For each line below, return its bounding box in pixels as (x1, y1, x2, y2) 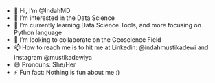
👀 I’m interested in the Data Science (13, 14, 115, 22)
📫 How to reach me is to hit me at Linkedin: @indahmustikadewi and (13, 43, 209, 51)
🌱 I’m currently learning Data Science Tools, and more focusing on (13, 21, 201, 29)
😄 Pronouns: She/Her (13, 60, 76, 69)
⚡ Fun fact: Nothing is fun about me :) (13, 69, 120, 76)
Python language (13, 28, 63, 36)
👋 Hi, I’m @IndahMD (13, 7, 71, 14)
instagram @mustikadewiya (13, 54, 93, 61)
